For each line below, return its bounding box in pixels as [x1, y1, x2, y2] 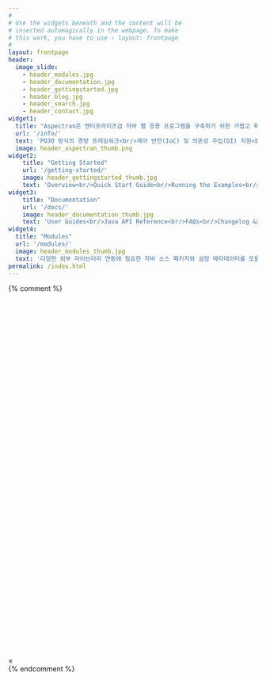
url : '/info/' [15, 129, 62, 137]
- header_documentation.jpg [22, 78, 115, 86]
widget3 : [8, 188, 37, 197]
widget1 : [8, 115, 37, 123]
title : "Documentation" [22, 196, 101, 204]
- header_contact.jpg [22, 108, 93, 116]
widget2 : [8, 151, 37, 159]
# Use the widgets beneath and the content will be [8, 19, 182, 27]
